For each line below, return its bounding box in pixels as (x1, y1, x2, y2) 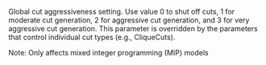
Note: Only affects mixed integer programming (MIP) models (8, 48, 209, 57)
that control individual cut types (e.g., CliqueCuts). (8, 32, 176, 42)
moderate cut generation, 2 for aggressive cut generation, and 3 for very (8, 15, 250, 25)
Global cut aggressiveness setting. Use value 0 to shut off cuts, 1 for (8, 7, 235, 16)
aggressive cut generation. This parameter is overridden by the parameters (8, 24, 258, 33)
